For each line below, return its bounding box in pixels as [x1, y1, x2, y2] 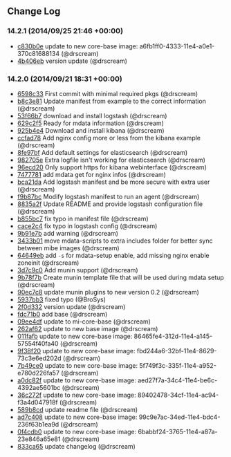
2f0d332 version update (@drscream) [17, 302, 126, 310]
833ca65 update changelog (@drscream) [17, 442, 136, 450]
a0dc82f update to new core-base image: [17, 376, 136, 384]
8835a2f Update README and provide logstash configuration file [17, 200, 203, 208]
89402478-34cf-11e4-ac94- [137, 391, 219, 399]
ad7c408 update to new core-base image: [17, 413, 138, 421]
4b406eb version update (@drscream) [17, 57, 128, 65]
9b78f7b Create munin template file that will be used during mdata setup [17, 273, 225, 281]
